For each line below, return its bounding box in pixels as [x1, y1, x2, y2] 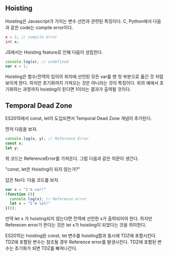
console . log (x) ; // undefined [5, 59, 69, 64]
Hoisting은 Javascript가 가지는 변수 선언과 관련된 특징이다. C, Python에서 [5, 18, 152, 24]
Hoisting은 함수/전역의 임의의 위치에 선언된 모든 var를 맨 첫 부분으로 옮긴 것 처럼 [5, 73, 164, 80]
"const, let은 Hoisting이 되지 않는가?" [5, 166, 81, 172]
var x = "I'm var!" [5, 187, 46, 192]
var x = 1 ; [5, 64, 28, 69]
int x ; [5, 39, 19, 45]
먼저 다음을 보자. [5, 126, 38, 132]
